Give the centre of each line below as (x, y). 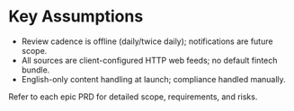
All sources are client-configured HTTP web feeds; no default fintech (149, 60)
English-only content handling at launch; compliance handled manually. (154, 79)
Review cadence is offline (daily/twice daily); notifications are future (147, 41)
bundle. (36, 70)
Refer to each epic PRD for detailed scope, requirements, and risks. (133, 97)
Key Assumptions (76, 17)
